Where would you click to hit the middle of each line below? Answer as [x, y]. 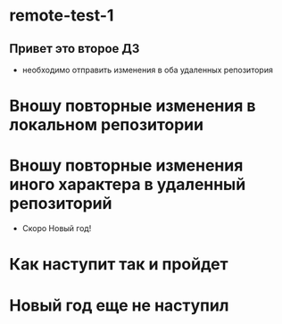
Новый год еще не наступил [119, 305]
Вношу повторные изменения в [133, 106]
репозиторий [61, 204]
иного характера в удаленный [128, 185]
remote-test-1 [62, 16]
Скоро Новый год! [57, 228]
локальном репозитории [106, 125]
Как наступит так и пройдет [119, 265]
